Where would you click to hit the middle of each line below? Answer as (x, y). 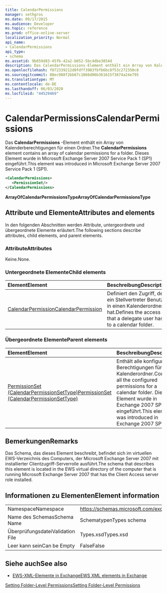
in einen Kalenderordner (135, 306)
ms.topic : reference (27, 28)
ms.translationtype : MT (30, 79)
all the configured (137, 380)
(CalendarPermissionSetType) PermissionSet (60, 392)
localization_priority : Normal (38, 38)
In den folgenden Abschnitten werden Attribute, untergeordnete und (75, 225)
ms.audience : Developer (30, 24)
